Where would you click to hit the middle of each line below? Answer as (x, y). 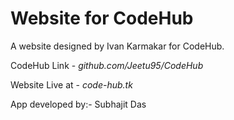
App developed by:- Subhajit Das (78, 104)
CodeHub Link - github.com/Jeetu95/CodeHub (107, 65)
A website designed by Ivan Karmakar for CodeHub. (117, 46)
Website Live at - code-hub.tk (71, 84)
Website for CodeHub (102, 18)
